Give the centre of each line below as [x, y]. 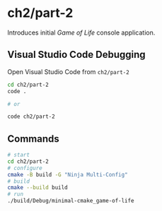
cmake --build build [38, 188]
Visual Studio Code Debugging [77, 55]
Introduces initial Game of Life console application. [81, 32]
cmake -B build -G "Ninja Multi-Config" [68, 174]
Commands [34, 139]
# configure [25, 168]
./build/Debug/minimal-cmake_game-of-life [71, 201]
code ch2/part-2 [31, 117]
